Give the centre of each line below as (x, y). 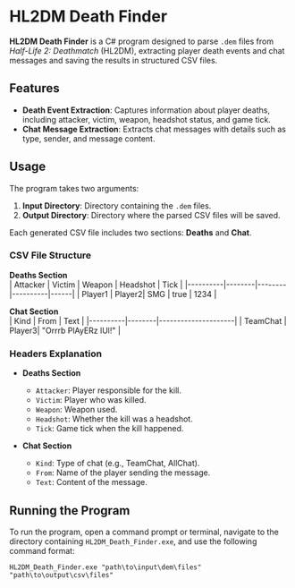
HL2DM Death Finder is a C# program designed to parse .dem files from (142, 41)
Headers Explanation (56, 354)
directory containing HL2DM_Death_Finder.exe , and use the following (133, 541)
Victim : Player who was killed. (91, 400)
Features (34, 88)
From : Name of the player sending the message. (123, 473)
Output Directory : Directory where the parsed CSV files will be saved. (151, 215)
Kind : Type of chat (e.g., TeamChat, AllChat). (118, 464)
